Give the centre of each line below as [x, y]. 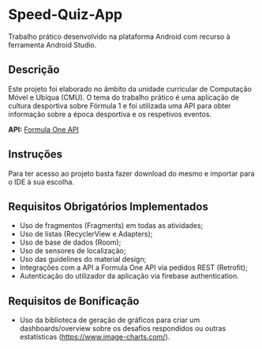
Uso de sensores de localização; [73, 251]
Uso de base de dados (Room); [70, 242]
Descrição [34, 70]
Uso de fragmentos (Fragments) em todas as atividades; [111, 226]
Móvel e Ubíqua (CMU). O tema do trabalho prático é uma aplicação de [124, 97]
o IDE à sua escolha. [41, 182]
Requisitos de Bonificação [74, 301]
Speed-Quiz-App [65, 15]
